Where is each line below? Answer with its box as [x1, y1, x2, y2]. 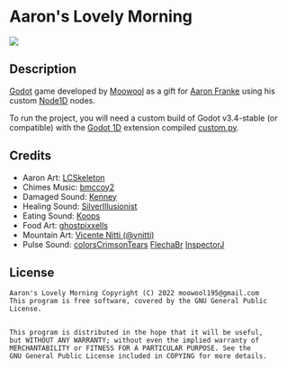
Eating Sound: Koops [22, 210, 101, 221]
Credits [9, 148, 52, 164]
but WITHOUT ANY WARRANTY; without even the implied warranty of [9, 336, 259, 346]
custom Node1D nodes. [9, 94, 96, 105]
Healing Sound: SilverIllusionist [22, 201, 138, 211]
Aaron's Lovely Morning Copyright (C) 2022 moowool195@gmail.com [9, 289, 259, 298]
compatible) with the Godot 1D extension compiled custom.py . [9, 121, 239, 132]
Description [9, 61, 76, 77]
